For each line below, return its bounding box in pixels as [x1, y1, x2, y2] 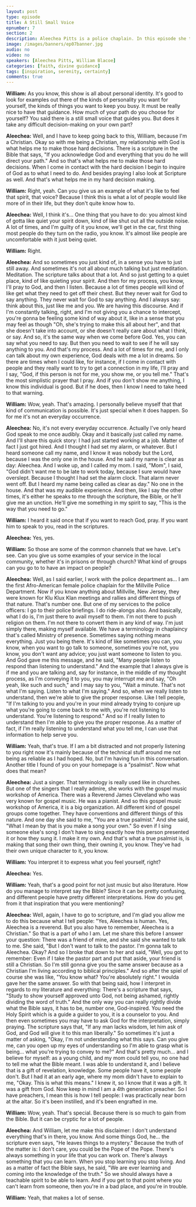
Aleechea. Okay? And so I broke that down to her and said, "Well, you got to [6, 949, 188, 956]
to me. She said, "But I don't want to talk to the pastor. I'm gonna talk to [6, 942, 177, 949]
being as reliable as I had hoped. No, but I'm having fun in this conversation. [6, 755, 189, 762]
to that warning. [6, 389, 44, 396]
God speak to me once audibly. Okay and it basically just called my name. [6, 431, 183, 438]
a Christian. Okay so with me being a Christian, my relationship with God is [6, 139, 185, 146]
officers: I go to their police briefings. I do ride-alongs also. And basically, [6, 607, 183, 614]
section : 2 [6, 30, 33, 36]
